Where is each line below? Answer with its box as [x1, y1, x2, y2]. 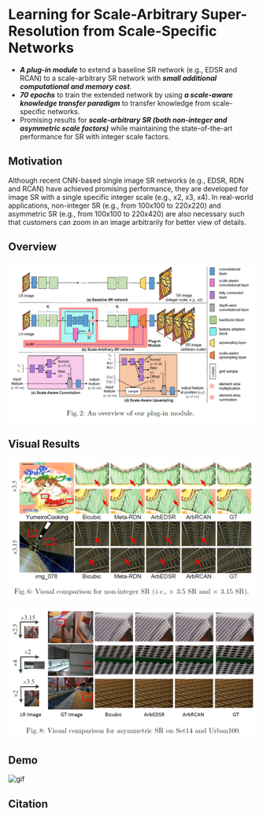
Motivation [8, 155, 63, 168]
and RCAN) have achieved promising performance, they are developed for [8, 183, 250, 194]
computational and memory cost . [19, 81, 132, 91]
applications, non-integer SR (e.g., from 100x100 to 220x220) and [8, 201, 222, 210]
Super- [200, 6, 248, 24]
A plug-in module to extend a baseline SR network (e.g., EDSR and [19, 65, 238, 74]
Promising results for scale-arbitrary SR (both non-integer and [19, 115, 228, 124]
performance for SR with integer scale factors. [19, 131, 171, 141]
